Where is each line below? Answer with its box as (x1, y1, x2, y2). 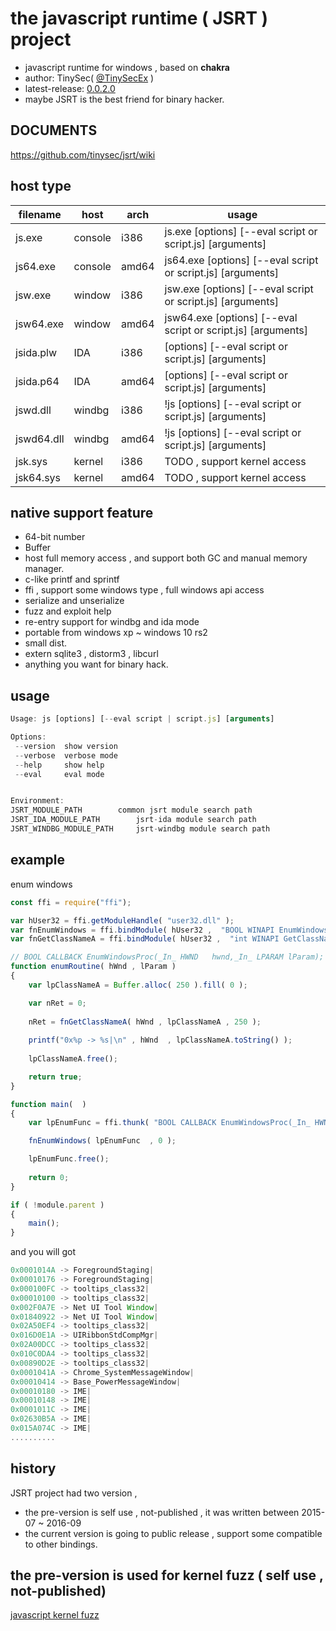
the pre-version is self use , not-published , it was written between (24, 1506, 300, 1518)
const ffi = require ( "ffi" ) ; (10, 897, 132, 907)
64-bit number (24, 531, 86, 543)
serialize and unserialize (24, 595, 125, 607)
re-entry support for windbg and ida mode (24, 616, 200, 628)
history (10, 1460, 57, 1477)
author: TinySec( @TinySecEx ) (24, 72, 155, 84)
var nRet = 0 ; (28, 998, 87, 1008)
